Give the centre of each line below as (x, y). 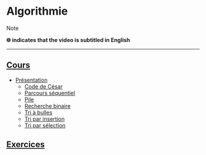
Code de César (44, 86)
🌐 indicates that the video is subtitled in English (68, 40)
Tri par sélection (45, 125)
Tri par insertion (44, 119)
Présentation (31, 80)
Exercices (25, 145)
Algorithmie (37, 11)
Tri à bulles (38, 112)
